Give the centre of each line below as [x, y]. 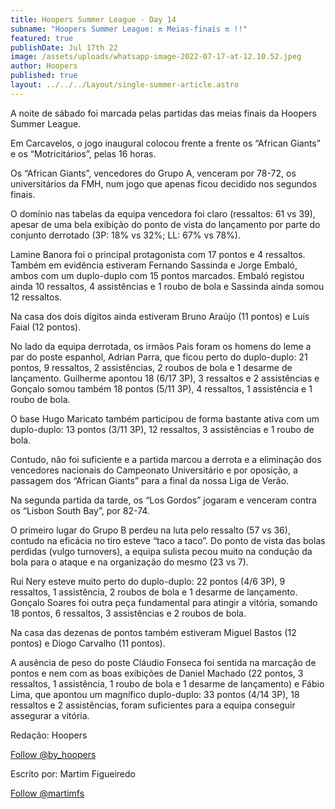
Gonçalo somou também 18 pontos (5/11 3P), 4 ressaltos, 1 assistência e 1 [161, 388]
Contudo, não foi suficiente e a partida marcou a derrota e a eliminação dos [166, 459]
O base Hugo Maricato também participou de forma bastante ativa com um [165, 418]
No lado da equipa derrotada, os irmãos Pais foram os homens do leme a [161, 346]
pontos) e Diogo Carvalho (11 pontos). [88, 643]
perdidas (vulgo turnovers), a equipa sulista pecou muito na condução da [161, 551]
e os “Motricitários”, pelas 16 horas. [83, 153]
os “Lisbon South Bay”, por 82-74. [80, 510]
